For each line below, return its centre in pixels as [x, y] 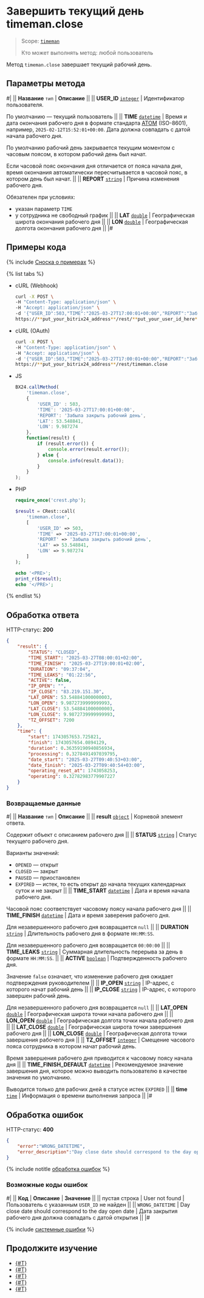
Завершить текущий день [75, 11]
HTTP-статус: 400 [30, 1129]
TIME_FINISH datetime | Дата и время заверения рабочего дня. [88, 915]
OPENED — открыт [37, 865]
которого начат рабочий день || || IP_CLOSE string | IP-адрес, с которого [101, 989]
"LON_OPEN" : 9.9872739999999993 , [70, 703]
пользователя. [25, 105]
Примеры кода [36, 247]
